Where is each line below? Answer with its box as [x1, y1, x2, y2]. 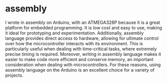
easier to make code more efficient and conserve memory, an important [5, 56, 154, 62]
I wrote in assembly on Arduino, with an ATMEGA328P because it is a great [5, 19, 160, 25]
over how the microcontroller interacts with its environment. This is [5, 40, 143, 46]
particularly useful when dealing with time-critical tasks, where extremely [5, 46, 157, 52]
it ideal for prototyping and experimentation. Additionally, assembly [5, 30, 144, 36]
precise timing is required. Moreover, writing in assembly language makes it [5, 51, 161, 57]
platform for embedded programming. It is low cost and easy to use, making [5, 24, 162, 30]
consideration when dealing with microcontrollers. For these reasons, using [5, 62, 161, 68]
